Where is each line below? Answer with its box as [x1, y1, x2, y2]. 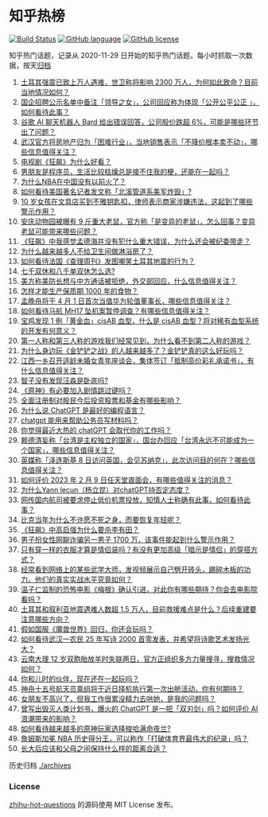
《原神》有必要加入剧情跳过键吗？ [20, 385, 133, 395]
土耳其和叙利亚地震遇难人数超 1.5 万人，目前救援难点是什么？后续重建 [20, 604, 250, 613]
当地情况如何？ [20, 87, 70, 96]
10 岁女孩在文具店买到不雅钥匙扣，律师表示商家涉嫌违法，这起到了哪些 [20, 196, 254, 206]
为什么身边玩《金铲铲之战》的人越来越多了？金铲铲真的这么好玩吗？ [20, 345, 244, 355]
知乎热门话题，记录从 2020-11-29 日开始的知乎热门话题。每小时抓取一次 [9, 50, 246, 60]
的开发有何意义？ [20, 325, 77, 335]
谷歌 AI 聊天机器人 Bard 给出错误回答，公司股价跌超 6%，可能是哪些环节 [20, 117, 259, 126]
